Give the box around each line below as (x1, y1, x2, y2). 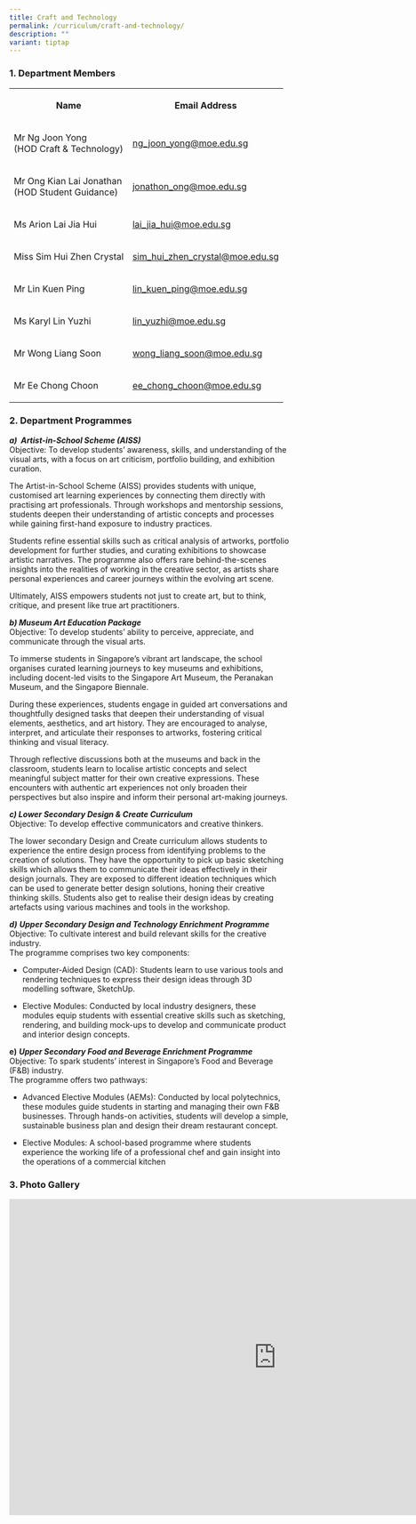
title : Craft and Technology (9, 12, 117, 22)
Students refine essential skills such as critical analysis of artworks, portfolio (9, 535, 290, 546)
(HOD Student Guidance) (13, 186, 118, 198)
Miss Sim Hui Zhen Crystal (13, 250, 124, 262)
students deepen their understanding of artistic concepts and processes (9, 509, 275, 519)
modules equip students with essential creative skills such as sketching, (21, 1010, 286, 1021)
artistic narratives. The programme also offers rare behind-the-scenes (9, 554, 267, 565)
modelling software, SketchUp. (21, 983, 136, 994)
